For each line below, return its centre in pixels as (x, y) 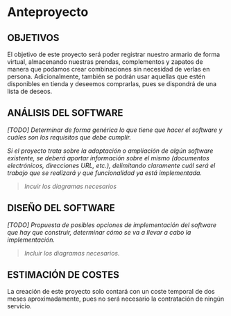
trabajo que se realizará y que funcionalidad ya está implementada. (105, 173)
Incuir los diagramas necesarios (70, 186)
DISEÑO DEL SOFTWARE (61, 208)
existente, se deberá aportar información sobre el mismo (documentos (109, 158)
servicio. (20, 306)
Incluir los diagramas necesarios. (72, 253)
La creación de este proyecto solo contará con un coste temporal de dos (111, 292)
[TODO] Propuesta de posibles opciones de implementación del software (112, 225)
